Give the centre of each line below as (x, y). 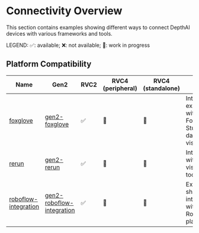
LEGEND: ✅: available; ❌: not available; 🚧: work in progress (78, 45)
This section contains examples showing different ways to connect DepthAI (98, 27)
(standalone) (162, 88)
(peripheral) (120, 88)
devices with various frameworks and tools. (59, 33)
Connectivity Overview (64, 11)
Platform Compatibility (49, 64)
